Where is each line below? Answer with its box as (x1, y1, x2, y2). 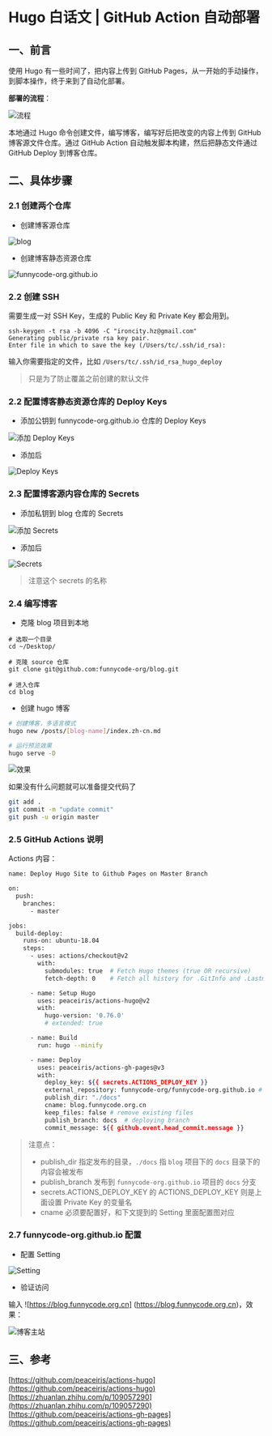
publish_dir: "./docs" (44, 1093, 121, 1102)
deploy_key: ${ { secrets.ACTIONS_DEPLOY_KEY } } (44, 1079, 208, 1087)
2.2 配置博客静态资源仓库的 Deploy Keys (8, 395, 168, 407)
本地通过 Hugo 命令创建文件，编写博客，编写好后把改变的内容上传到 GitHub (8, 128, 261, 137)
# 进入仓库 (8, 680, 40, 689)
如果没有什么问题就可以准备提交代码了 (8, 782, 136, 791)
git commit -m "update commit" (8, 806, 114, 814)
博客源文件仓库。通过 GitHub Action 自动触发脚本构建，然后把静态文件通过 (8, 138, 257, 147)
